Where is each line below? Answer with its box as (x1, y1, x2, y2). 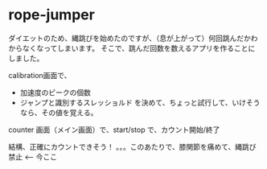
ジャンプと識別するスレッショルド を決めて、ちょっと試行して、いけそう (19, 97, 261, 107)
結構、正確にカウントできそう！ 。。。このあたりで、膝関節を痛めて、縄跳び (8, 142, 257, 151)
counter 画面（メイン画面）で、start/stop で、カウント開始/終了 (8, 125, 220, 134)
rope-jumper (8, 6, 95, 24)
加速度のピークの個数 (19, 87, 91, 97)
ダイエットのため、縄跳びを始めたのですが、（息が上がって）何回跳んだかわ (8, 33, 258, 43)
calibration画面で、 (8, 70, 72, 80)
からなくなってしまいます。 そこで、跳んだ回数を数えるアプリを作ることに (8, 43, 256, 53)
